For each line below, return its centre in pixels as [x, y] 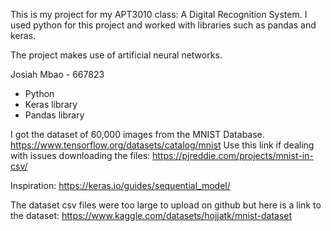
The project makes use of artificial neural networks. [116, 55]
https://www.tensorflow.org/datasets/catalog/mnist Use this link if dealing [162, 145]
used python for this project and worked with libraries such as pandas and [163, 25]
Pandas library [54, 115]
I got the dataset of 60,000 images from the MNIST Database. [137, 134]
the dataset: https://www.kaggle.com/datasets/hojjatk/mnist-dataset [151, 215]
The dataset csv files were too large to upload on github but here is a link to [166, 205]
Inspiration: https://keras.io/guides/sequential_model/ [120, 185]
